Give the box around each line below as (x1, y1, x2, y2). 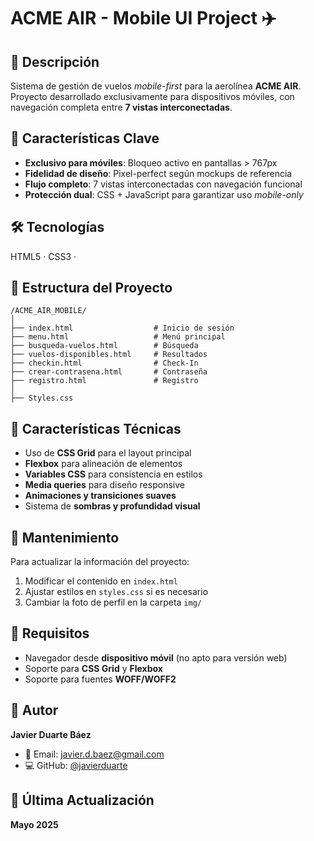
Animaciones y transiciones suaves (24, 490, 177, 502)
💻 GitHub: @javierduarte (24, 759, 128, 771)
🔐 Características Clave (10, 130, 160, 147)
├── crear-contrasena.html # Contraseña (10, 367, 208, 377)
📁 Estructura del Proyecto (10, 280, 173, 297)
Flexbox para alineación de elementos (24, 458, 183, 470)
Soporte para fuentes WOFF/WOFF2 (24, 673, 177, 685)
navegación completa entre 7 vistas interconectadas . (10, 101, 233, 113)
